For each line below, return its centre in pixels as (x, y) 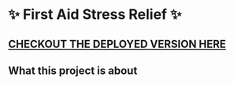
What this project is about (73, 70)
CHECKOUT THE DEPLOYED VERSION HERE (117, 44)
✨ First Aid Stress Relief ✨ (95, 15)
